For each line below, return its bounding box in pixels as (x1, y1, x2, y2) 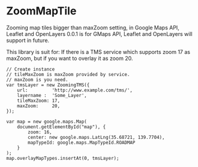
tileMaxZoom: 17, (17, 98, 61, 104)
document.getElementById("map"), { (17, 124, 106, 130)
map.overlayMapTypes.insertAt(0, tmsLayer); (6, 155, 119, 161)
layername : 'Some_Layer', (17, 92, 87, 98)
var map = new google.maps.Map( (6, 119, 87, 125)
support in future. (6, 37, 50, 44)
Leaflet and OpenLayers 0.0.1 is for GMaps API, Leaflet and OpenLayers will (6, 30, 193, 37)
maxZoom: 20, (17, 103, 61, 109)
